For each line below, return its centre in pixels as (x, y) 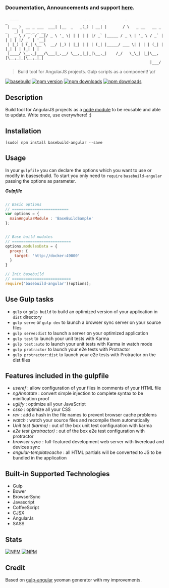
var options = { (22, 214)
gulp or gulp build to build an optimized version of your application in (85, 311)
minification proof (31, 399)
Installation (23, 131)
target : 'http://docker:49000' (47, 256)
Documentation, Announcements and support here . (70, 8)
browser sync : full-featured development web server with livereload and (88, 442)
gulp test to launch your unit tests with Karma (61, 339)
